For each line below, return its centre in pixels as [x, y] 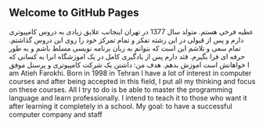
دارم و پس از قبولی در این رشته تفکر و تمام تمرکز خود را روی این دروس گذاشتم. [126, 40]
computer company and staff [56, 114]
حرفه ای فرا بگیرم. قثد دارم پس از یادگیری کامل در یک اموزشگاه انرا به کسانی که [127, 56]
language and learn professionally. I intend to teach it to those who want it [128, 97]
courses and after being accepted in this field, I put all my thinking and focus [132, 81]
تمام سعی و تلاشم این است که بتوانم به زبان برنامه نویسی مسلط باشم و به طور [125, 48]
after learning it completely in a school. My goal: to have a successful [121, 106]
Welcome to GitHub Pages [74, 13]
